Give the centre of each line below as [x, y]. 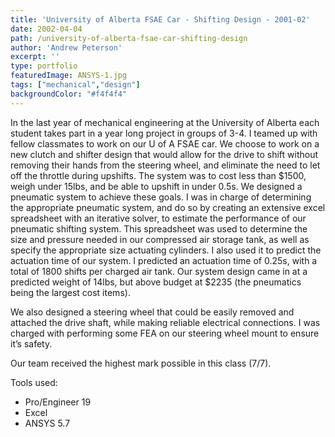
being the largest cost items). [70, 292]
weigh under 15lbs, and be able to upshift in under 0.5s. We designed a [156, 186]
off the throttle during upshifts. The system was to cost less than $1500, [158, 175]
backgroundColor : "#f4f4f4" [69, 94]
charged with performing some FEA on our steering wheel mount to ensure [165, 333]
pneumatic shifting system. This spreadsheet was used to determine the [159, 228]
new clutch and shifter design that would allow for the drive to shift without [164, 154]
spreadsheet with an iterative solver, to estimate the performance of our [158, 218]
